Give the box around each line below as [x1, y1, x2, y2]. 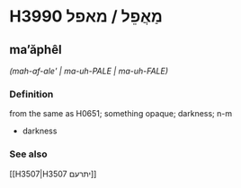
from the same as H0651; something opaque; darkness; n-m [9, 108, 233, 119]
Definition [9, 88, 54, 100]
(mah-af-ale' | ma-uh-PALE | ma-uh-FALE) [9, 65, 169, 76]
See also [9, 148, 48, 160]
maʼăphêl [9, 42, 62, 57]
